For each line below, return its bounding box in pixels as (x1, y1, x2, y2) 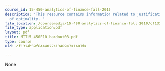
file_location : (5, 21, 36, 26)
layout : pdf (5, 30, 29, 35)
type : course (5, 39, 32, 44)
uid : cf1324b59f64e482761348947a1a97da (5, 44, 87, 48)
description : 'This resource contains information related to (5, 12, 135, 17)
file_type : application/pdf (5, 25, 63, 30)
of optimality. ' (9, 16, 45, 21)
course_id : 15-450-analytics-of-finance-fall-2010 (5, 7, 111, 12)
